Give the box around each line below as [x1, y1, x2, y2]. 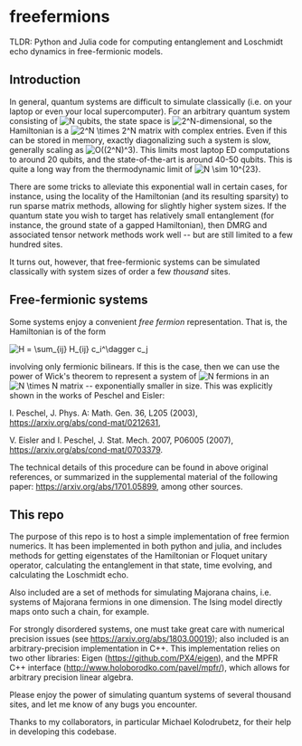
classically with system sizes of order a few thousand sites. [9, 265, 231, 277]
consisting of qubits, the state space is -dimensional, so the [9, 115, 273, 126]
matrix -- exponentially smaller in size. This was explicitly [60, 380, 273, 391]
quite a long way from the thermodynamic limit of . [9, 163, 261, 174]
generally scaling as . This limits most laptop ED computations [9, 144, 290, 155]
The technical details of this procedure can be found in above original [9, 462, 269, 473]
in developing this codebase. [9, 726, 118, 737]
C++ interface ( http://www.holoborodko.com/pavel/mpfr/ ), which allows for [9, 663, 290, 674]
